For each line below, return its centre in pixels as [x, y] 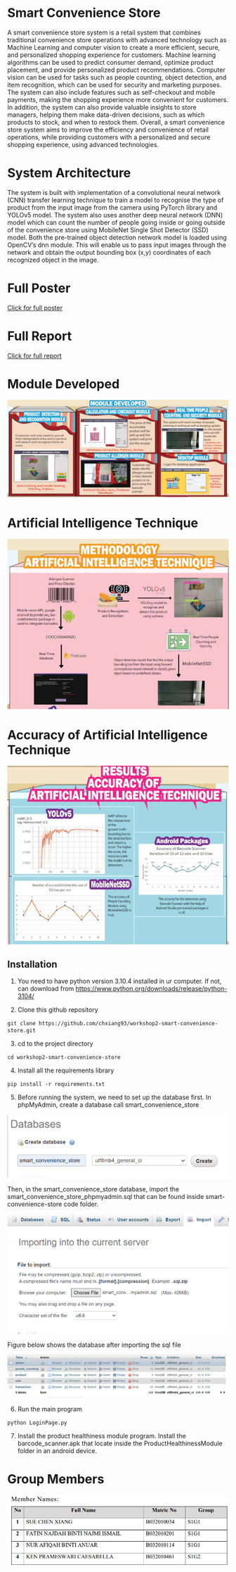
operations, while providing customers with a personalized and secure [109, 137]
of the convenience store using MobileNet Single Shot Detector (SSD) [108, 229]
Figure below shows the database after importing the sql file [94, 1345]
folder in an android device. [57, 1451]
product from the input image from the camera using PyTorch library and [112, 207]
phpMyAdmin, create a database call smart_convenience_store [108, 1104]
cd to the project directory [55, 1044]
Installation [32, 964]
